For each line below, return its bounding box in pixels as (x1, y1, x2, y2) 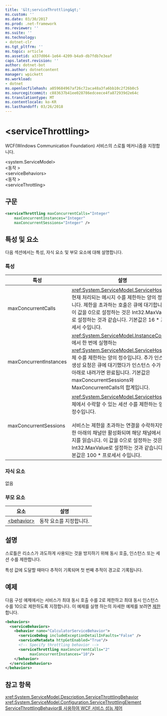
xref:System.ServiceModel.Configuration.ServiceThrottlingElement (5, 699, 142, 706)
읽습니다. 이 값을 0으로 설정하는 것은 (82, 437, 163, 444)
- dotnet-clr (5, 40, 32, 45)
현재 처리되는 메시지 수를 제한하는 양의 (71, 294, 157, 301)
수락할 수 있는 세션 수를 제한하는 (86, 401, 158, 408)
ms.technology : (5, 35, 37, 40)
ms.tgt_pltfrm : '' (5, 44, 43, 49)
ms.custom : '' (5, 12, 35, 17)
